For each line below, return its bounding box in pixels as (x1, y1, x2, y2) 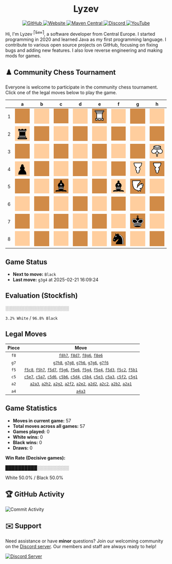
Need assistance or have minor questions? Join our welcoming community (5, 538, 164, 544)
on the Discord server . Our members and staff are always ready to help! (5, 543, 157, 549)
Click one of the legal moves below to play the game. (5, 90, 117, 96)
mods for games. (5, 52, 41, 59)
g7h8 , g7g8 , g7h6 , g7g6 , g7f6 (53, 359, 109, 365)
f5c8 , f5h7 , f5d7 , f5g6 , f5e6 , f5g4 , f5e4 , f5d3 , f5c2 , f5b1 (24, 366, 138, 373)
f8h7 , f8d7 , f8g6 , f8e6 (58, 352, 103, 358)
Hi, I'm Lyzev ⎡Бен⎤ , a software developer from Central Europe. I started (5, 30, 155, 37)
